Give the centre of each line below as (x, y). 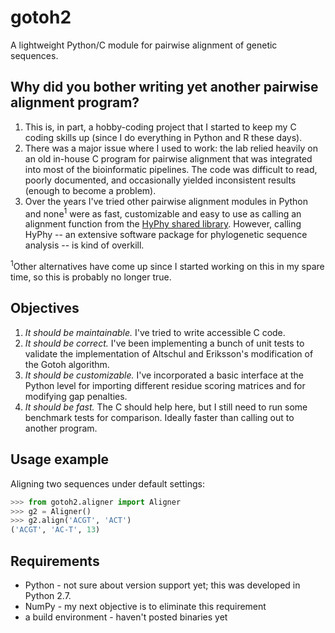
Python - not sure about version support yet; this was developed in (162, 585)
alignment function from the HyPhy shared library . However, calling (163, 224)
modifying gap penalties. (76, 396)
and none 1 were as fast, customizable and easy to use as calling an (163, 213)
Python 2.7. (48, 595)
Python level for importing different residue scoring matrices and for (165, 385)
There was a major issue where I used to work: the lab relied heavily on (171, 148)
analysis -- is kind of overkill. (84, 245)
